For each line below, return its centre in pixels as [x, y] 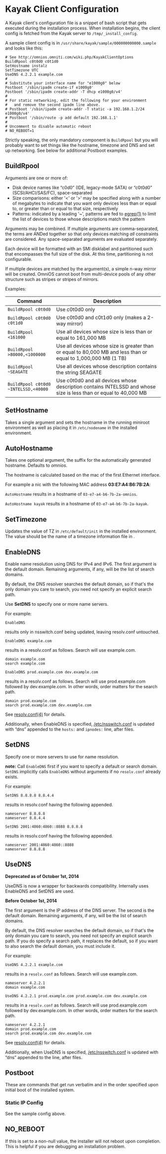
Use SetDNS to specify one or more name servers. [57, 604]
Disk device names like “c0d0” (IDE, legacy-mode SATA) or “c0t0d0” [82, 187]
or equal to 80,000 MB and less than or [102, 352]
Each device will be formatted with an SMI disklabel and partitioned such [79, 249]
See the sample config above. [35, 1113]
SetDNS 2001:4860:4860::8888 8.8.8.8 [44, 827]
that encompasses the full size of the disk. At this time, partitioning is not [79, 254]
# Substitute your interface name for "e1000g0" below [63, 83]
